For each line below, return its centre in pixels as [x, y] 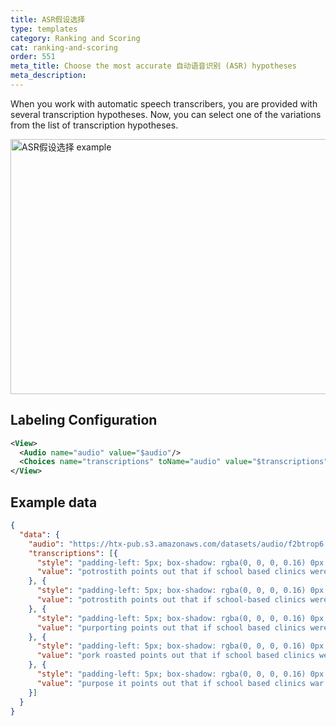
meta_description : [48, 76]
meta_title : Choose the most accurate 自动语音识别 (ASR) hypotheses [153, 66]
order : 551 [33, 57]
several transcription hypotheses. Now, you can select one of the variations [166, 114]
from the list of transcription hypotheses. [94, 125]
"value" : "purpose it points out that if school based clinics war [180, 683]
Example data [54, 502]
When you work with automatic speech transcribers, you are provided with [164, 103]
